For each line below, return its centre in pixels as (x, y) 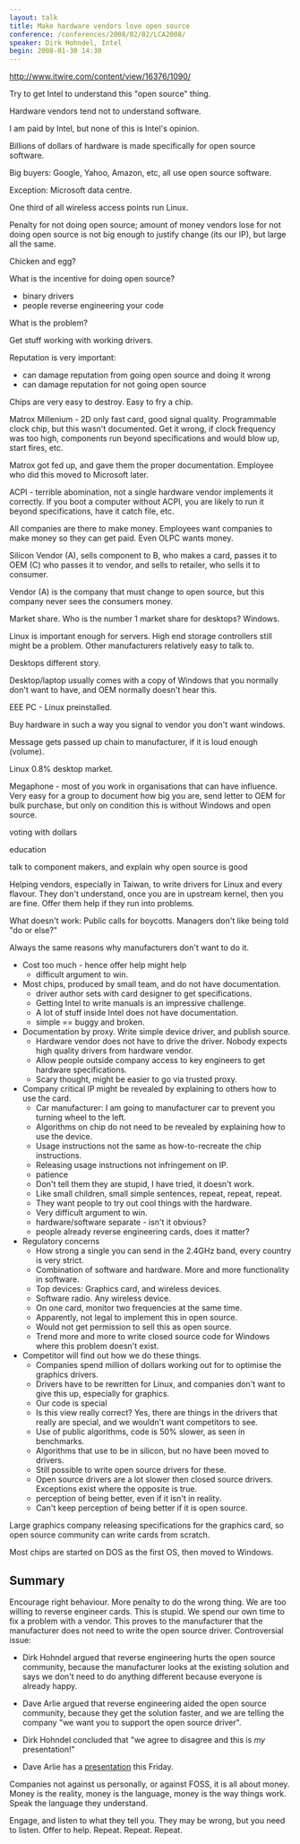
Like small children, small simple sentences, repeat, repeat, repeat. (159, 1194)
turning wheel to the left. (81, 1118)
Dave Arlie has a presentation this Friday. (98, 1766)
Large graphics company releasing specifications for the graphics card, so (147, 1526)
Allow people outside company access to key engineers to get (150, 1061)
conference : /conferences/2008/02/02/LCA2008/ (98, 34)
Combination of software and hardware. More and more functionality (162, 1270)
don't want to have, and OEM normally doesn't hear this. (113, 690)
